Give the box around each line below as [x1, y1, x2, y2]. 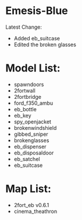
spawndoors [13, 81, 44, 88]
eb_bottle [13, 105, 37, 112]
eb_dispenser [13, 143, 47, 150]
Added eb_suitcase [13, 35, 60, 42]
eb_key [13, 112, 31, 119]
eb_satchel [13, 155, 40, 162]
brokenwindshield [13, 124, 57, 131]
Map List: [5, 183, 52, 195]
